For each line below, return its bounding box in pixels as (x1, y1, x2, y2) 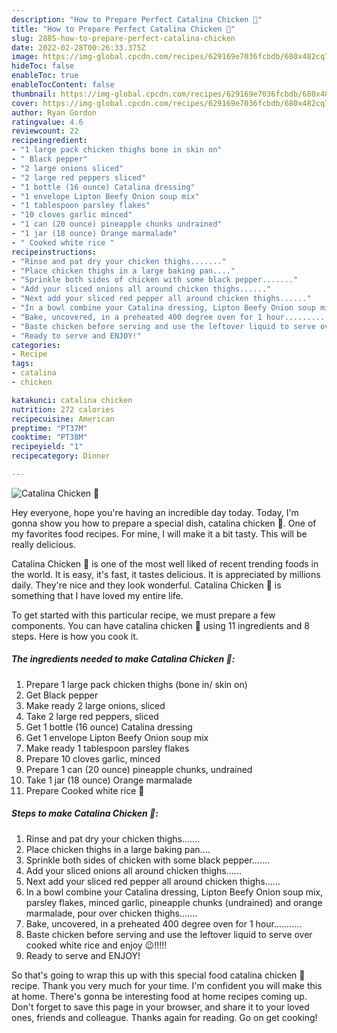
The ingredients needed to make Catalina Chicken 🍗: (11, 653, 236, 665)
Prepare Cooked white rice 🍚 (25, 784, 145, 796)
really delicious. (11, 538, 76, 550)
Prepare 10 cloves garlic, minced (25, 752, 161, 765)
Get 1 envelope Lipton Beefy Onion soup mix (25, 731, 209, 743)
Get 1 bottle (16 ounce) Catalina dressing (25, 721, 193, 733)
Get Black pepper (25, 689, 99, 701)
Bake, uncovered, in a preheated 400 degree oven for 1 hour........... (25, 917, 303, 930)
